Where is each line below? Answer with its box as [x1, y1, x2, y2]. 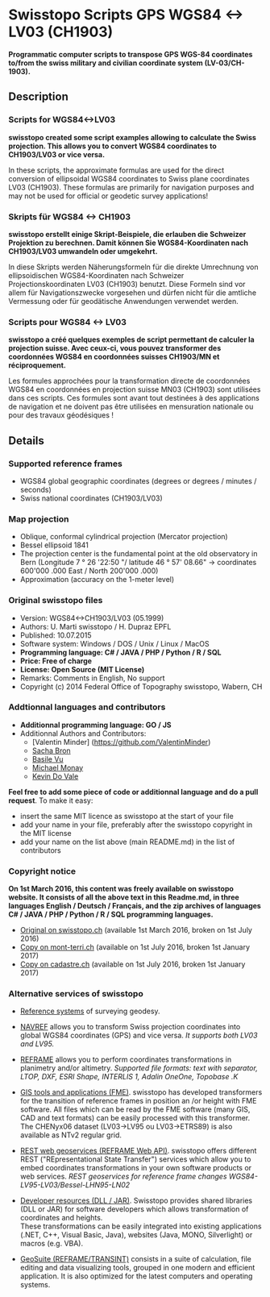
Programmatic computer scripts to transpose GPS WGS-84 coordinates [8, 49, 253, 59]
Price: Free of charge [19, 655, 93, 666]
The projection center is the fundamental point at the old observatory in [19, 549, 258, 559]
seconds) [19, 484, 52, 494]
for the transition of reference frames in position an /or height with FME [19, 1096, 257, 1106]
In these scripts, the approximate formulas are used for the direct [8, 165, 225, 175]
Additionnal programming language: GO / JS [19, 720, 172, 730]
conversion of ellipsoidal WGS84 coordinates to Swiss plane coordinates [8, 173, 250, 183]
